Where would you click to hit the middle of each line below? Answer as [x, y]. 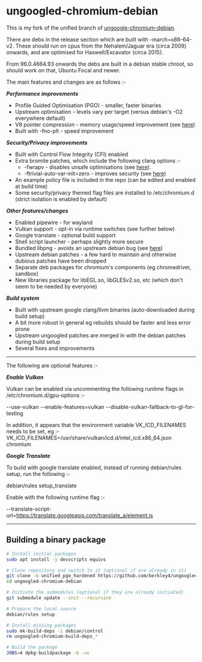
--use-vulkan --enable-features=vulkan [55, 407]
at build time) [31, 186]
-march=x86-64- [171, 39]
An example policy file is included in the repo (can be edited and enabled [105, 180]
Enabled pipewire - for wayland [54, 222]
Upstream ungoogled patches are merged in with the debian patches [100, 335]
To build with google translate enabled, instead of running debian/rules [94, 467]
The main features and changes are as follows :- [66, 82]
